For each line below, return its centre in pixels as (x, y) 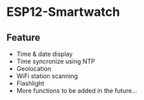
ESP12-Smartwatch (63, 12)
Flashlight (30, 83)
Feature (23, 38)
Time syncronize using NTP (56, 61)
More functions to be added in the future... (76, 91)
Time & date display (44, 54)
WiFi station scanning (47, 76)
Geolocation (34, 69)
